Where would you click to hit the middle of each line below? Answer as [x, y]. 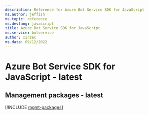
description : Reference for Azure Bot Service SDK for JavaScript [75, 10]
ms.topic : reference [26, 19]
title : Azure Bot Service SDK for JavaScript [53, 28]
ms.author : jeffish [25, 14]
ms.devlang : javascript [30, 24]
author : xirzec [21, 38]
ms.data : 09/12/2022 [26, 42]
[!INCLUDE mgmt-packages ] [34, 107]
